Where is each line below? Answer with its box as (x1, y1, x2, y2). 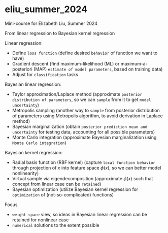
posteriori (12, 66, 32, 72)
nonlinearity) (12, 170, 39, 176)
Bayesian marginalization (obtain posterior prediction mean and (12, 123, 148, 129)
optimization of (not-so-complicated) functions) (12, 191, 114, 197)
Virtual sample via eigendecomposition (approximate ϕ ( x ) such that (12, 175, 153, 181)
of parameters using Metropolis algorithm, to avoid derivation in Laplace (12, 113, 163, 119)
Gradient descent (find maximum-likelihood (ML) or (12, 60, 120, 66)
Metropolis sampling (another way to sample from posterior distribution (12, 107, 160, 113)
